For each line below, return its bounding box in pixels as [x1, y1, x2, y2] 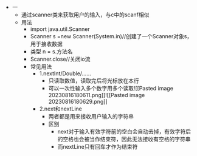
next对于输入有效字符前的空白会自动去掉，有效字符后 [57, 128, 192, 135]
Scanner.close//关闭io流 [30, 55, 91, 63]
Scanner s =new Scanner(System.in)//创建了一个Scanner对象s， [30, 33, 193, 39]
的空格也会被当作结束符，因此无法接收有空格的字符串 [57, 135, 191, 143]
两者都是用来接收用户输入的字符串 [48, 113, 134, 120]
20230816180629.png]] [48, 98, 108, 105]
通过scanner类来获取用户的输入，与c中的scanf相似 [21, 11, 150, 18]
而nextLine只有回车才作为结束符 [57, 143, 138, 150]
